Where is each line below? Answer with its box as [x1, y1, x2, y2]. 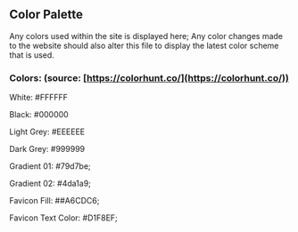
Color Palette [9, 7, 83, 22]
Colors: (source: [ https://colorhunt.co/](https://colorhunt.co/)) [9, 71, 290, 84]
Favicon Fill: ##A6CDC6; [9, 196, 100, 206]
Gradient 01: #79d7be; [9, 161, 91, 172]
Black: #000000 [9, 109, 69, 120]
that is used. [9, 49, 55, 60]
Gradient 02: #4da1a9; [9, 178, 92, 189]
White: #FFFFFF [9, 92, 69, 103]
